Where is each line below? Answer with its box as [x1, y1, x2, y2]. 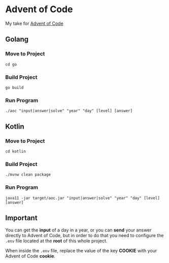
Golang [5, 35, 29, 44]
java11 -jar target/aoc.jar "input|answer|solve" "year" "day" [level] [5, 195, 160, 201]
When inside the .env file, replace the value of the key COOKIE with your [5, 248, 157, 254]
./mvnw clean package [5, 172, 51, 177]
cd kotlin [5, 149, 26, 154]
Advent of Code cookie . [5, 253, 56, 259]
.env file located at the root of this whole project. [5, 238, 108, 244]
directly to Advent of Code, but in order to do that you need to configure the [5, 233, 164, 239]
